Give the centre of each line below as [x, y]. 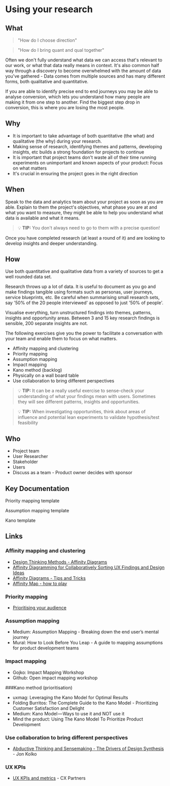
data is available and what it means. [43, 218]
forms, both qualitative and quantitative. [47, 81]
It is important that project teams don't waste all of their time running [84, 157]
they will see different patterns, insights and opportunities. [79, 402]
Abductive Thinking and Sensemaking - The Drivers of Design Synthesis [88, 748]
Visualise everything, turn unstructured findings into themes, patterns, [79, 313]
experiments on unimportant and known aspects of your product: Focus [88, 162]
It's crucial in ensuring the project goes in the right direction [75, 173]
